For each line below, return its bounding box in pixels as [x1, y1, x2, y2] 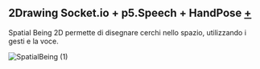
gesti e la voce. [8, 36, 59, 46]
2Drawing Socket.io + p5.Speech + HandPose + [8, 6, 252, 20]
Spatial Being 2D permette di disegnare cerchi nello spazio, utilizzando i [8, 27, 247, 37]
